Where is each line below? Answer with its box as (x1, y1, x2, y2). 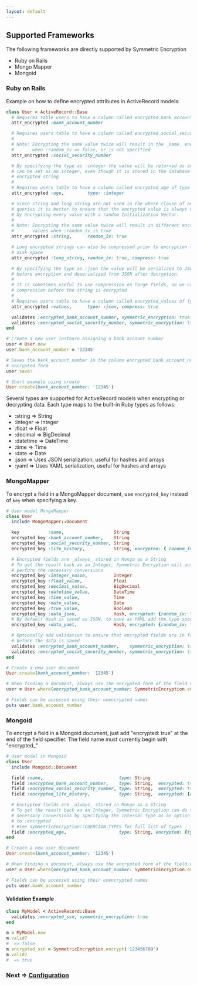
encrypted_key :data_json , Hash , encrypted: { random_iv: (11, 611, 188, 617)
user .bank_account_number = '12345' (6, 347, 96, 353)
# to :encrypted (11, 818, 51, 824)
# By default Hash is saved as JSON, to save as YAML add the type (11, 617, 180, 622)
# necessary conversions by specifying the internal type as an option (11, 813, 191, 818)
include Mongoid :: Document (11, 764, 77, 770)
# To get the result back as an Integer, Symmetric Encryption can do (11, 807, 188, 813)
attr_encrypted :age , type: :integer (11, 190, 125, 197)
